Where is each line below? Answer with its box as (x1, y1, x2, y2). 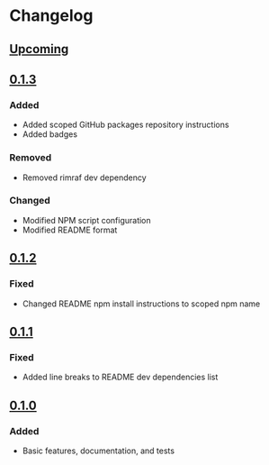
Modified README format (22, 224, 118, 235)
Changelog (9, 5, 94, 26)
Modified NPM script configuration (22, 214, 151, 225)
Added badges (22, 129, 78, 140)
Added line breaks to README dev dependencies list (22, 371, 219, 383)
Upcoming (9, 41, 69, 57)
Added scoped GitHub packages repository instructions (22, 119, 229, 131)
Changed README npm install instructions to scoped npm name (22, 298, 261, 309)
